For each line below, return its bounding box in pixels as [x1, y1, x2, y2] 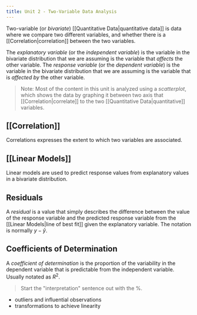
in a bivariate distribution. [6, 175, 68, 183]
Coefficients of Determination [6, 244, 118, 254]
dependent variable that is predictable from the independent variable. [6, 266, 175, 273]
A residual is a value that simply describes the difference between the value [6, 208, 190, 215]
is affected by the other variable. [6, 74, 85, 81]
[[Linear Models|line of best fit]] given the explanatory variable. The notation [6, 221, 192, 228]
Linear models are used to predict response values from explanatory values [6, 169, 189, 177]
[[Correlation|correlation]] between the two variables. [6, 37, 136, 44]
